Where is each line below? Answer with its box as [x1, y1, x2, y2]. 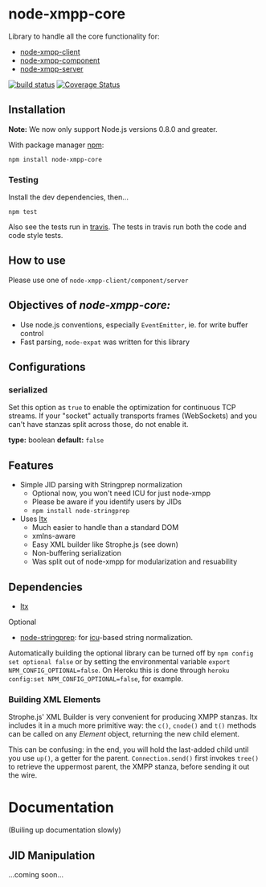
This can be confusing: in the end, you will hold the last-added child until [8, 745, 249, 754]
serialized [8, 384, 48, 395]
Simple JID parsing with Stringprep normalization [19, 480, 183, 490]
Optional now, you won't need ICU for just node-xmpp [31, 488, 211, 499]
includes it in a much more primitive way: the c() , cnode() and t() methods [8, 721, 257, 730]
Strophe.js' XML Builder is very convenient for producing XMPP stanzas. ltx [8, 712, 259, 722]
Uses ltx [19, 514, 47, 524]
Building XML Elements [8, 693, 101, 704]
